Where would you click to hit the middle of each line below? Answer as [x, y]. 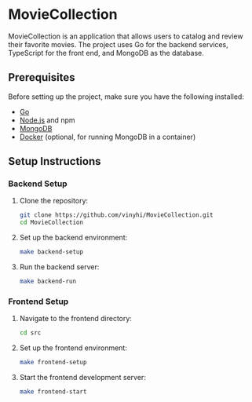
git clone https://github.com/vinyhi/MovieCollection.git [116, 215]
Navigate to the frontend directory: [75, 319]
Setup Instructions [55, 161]
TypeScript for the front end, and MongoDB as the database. [106, 53]
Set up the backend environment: [73, 238]
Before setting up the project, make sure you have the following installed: [126, 97]
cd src [30, 333]
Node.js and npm [47, 120]
